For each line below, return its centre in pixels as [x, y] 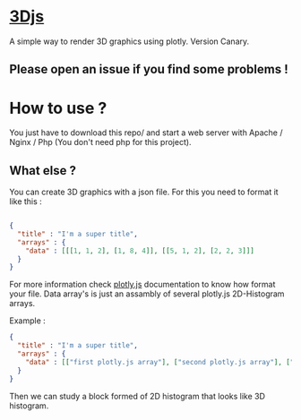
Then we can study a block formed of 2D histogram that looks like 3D [138, 396]
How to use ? [58, 108]
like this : [26, 201]
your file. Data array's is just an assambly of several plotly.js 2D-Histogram [147, 294]
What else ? [43, 171]
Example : [28, 321]
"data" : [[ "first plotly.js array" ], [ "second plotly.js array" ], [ [158, 362]
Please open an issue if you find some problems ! [149, 69]
